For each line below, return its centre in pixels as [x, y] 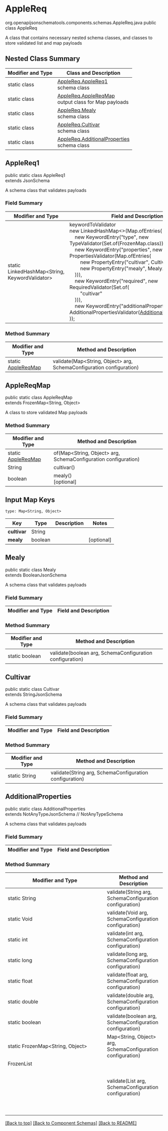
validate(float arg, [127, 975]
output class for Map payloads [93, 102]
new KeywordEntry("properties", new [118, 250]
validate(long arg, [127, 954]
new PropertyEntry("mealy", [113, 268]
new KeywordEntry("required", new [116, 281]
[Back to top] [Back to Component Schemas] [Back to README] [71, 1123]
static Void [20, 919]
